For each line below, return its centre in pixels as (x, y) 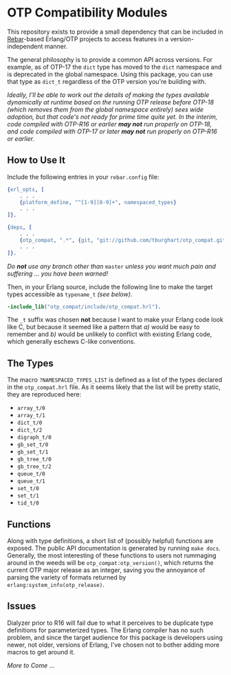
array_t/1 (31, 416)
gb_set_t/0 (33, 445)
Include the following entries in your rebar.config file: (83, 177)
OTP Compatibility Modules (87, 13)
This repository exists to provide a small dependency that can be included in (115, 32)
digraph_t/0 (34, 438)
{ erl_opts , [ (26, 189)
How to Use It (36, 161)
